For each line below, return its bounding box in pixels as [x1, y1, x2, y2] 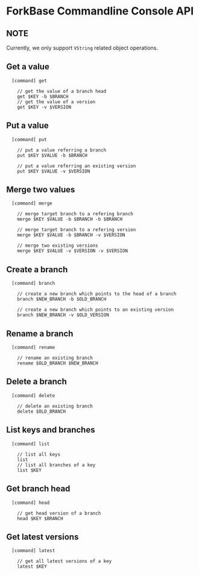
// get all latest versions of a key [17, 558, 112, 565]
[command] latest [11, 548, 55, 554]
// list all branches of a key [17, 462, 96, 468]
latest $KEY [17, 564, 47, 570]
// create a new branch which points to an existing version [17, 307, 174, 313]
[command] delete [11, 392, 55, 399]
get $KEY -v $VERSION [17, 104, 71, 110]
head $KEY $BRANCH [17, 515, 63, 521]
